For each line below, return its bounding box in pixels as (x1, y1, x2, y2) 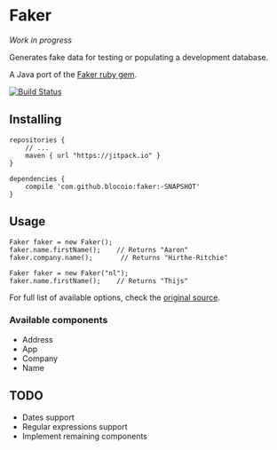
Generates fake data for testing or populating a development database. (9, 51, 269, 62)
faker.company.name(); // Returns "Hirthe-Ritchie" (9, 253, 228, 262)
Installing (9, 112, 62, 127)
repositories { (9, 135, 66, 145)
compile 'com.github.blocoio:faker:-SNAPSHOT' (25, 182, 201, 191)
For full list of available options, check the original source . (9, 292, 220, 303)
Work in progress (9, 35, 73, 45)
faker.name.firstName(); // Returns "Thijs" (9, 276, 189, 285)
